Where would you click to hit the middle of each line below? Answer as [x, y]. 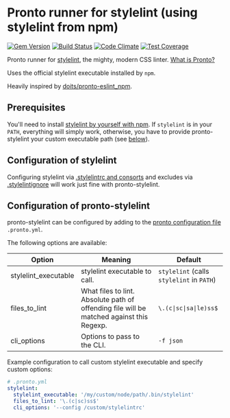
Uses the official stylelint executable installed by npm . [81, 73]
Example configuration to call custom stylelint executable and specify [105, 362]
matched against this [115, 317]
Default [189, 260]
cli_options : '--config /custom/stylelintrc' [79, 407]
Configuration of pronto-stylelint [79, 206]
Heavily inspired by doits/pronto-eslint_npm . [69, 86]
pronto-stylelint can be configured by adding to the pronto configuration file [114, 222]
